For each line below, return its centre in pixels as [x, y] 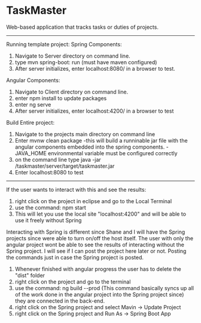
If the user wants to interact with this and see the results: [76, 189]
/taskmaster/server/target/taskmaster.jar [65, 166]
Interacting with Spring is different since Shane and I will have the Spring [96, 232]
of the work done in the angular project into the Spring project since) [99, 294]
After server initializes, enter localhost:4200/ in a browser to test [94, 111]
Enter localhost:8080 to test [49, 172]
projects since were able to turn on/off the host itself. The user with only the [100, 238]
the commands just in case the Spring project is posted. [75, 257]
